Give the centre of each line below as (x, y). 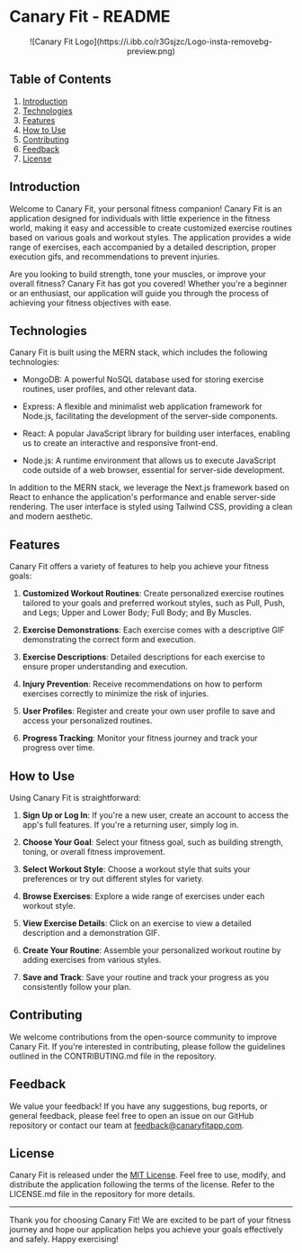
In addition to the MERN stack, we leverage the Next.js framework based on (150, 487)
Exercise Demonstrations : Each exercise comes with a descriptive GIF (153, 630)
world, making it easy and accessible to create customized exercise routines (151, 228)
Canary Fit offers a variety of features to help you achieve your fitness (139, 567)
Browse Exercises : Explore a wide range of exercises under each (143, 896)
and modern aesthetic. (51, 516)
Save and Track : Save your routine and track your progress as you (146, 977)
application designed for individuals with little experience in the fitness (140, 218)
